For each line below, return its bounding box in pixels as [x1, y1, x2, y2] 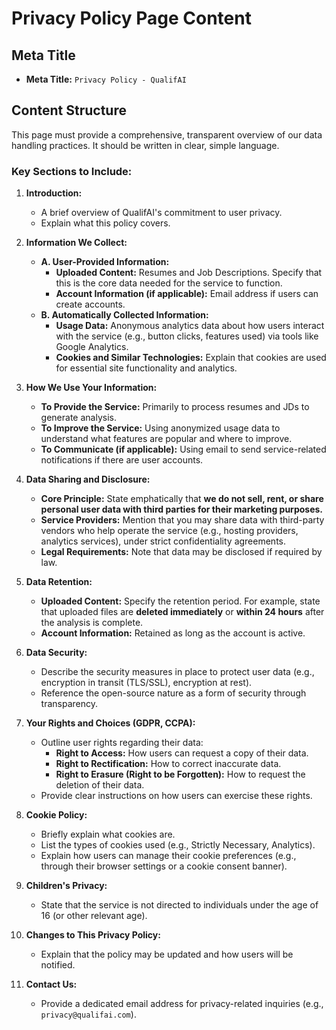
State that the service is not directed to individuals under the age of [40, 899, 319, 911]
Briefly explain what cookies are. [40, 828, 176, 841]
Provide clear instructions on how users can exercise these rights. [40, 790, 313, 802]
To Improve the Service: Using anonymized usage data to [40, 422, 281, 434]
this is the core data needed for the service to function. [55, 277, 283, 289]
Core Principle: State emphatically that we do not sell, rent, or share [40, 493, 324, 505]
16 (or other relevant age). [40, 910, 148, 922]
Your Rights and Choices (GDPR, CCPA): [25, 717, 196, 729]
